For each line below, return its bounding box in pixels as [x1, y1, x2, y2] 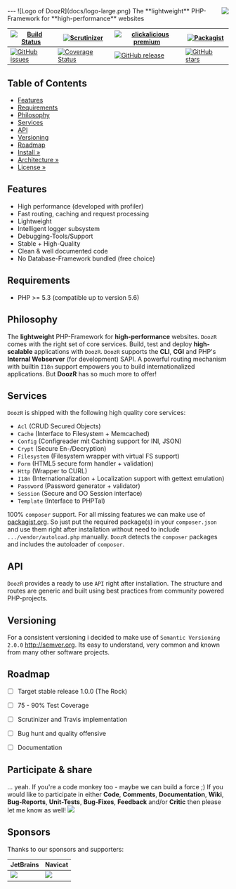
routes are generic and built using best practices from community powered [7, 586, 225, 595]
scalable [7, 347, 33, 355]
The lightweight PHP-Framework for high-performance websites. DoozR [7, 332, 217, 341]
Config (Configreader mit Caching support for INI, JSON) [17, 437, 182, 445]
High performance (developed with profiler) [17, 202, 144, 210]
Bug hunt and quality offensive [17, 729, 107, 737]
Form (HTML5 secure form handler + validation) [17, 459, 155, 468]
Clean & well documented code [17, 246, 109, 255]
